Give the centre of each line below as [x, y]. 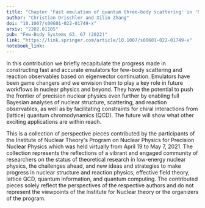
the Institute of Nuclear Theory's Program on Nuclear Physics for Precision [100, 140]
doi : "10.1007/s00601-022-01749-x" [52, 23]
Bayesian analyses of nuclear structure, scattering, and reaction [87, 102]
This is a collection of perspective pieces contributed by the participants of [101, 133]
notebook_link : [26, 46]
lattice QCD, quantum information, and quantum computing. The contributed [102, 179]
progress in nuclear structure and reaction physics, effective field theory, [98, 172]
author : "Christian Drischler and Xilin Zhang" [68, 18]
